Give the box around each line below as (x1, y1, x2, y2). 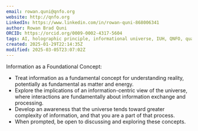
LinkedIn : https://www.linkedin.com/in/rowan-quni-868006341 (6, 19, 160, 25)
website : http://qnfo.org (6, 14, 70, 20)
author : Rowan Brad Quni (6, 25, 67, 31)
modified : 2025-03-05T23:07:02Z (6, 47, 85, 53)
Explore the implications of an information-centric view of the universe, (14, 86, 187, 94)
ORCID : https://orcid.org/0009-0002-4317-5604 (6, 31, 123, 36)
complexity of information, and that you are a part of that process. (14, 112, 175, 119)
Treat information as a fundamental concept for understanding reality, (14, 74, 184, 81)
